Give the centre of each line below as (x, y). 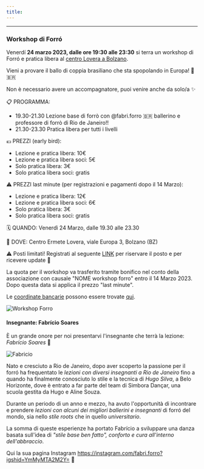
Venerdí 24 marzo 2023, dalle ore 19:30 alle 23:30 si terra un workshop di (100, 52)
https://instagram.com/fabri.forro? (120, 453)
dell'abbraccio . (25, 442)
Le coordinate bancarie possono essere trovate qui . (71, 297)
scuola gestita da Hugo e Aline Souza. (54, 392)
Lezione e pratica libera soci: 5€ (55, 160)
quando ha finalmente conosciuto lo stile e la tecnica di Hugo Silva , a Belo (99, 379)
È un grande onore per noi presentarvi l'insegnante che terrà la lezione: (95, 336)
